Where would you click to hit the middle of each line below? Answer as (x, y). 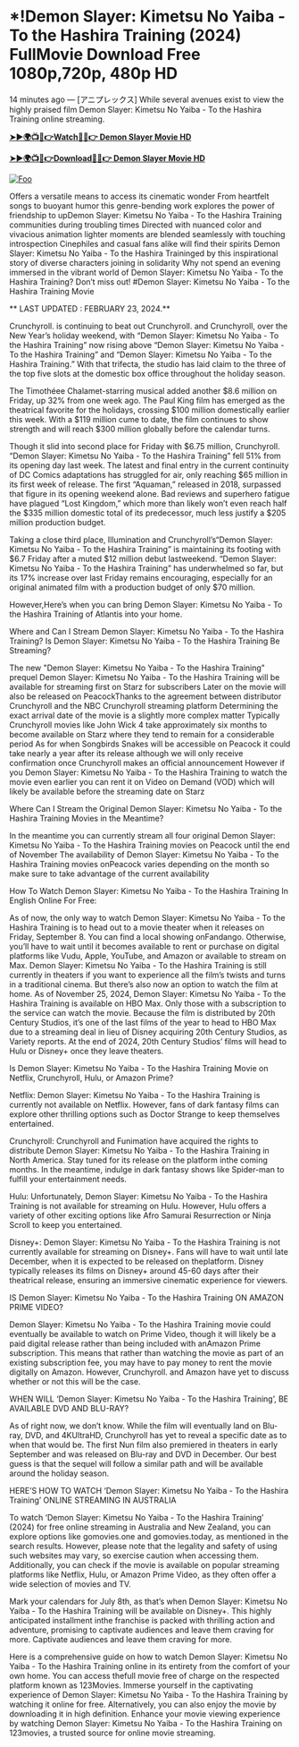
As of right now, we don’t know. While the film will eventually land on (135, 1426)
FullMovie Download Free (105, 55)
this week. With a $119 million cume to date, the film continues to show (139, 419)
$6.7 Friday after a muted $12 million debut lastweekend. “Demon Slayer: (143, 558)
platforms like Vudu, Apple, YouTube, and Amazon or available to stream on (148, 956)
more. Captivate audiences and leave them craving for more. (120, 1639)
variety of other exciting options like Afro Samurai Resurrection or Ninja (140, 1215)
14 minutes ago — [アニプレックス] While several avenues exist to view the (147, 99)
